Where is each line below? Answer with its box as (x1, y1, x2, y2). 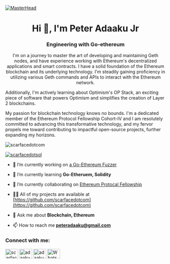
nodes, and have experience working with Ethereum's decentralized (14, 58, 157, 64)
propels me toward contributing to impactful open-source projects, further (5, 127, 161, 133)
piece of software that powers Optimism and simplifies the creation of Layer (5, 95, 164, 101)
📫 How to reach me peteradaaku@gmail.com (12, 222, 111, 228)
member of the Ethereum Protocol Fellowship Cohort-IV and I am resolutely (5, 115, 163, 122)
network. (76, 80, 95, 86)
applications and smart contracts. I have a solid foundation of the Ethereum (7, 63, 164, 69)
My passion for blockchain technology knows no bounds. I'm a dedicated (5, 110, 159, 116)
